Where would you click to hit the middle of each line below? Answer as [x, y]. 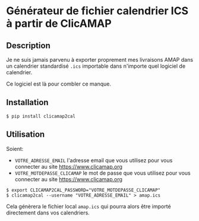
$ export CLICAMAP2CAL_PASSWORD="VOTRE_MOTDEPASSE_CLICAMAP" [83, 190]
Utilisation [26, 135]
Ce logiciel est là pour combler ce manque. [59, 84]
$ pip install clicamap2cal [41, 116]
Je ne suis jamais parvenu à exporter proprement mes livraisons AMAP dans [100, 60]
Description [28, 45]
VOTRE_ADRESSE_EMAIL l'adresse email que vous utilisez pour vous [94, 160]
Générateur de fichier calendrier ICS [97, 11]
